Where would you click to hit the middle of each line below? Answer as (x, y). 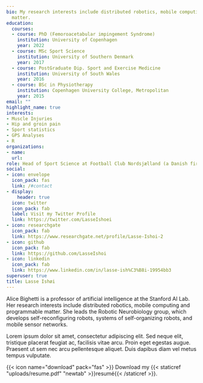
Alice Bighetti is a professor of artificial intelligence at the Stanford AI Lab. (98, 298)
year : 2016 (31, 79)
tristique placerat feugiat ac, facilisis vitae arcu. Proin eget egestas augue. (98, 343)
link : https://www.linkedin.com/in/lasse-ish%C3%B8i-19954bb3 (92, 270)
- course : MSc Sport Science (48, 51)
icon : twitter (29, 203)
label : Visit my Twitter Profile (54, 214)
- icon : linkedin (28, 259)
